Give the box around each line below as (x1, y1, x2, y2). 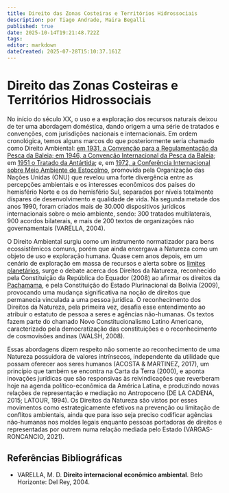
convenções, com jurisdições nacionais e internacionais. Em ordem (7, 129, 197, 138)
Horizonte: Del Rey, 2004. (16, 477, 91, 486)
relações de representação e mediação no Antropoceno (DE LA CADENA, (7, 388, 215, 397)
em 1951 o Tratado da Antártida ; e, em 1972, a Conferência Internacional (7, 158, 210, 166)
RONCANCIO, (7, 432, 46, 440)
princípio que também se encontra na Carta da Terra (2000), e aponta (7, 367, 205, 375)
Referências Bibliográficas (7, 453, 123, 464)
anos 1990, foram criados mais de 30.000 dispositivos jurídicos (7, 202, 186, 210)
